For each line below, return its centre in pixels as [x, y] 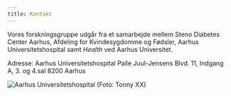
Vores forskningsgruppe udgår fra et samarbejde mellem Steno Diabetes [114, 34]
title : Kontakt [30, 14]
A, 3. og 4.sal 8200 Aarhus [47, 70]
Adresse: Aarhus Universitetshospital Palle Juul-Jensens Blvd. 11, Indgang [116, 63]
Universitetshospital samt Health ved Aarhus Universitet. [90, 49]
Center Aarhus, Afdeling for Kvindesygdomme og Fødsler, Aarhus [103, 42]
